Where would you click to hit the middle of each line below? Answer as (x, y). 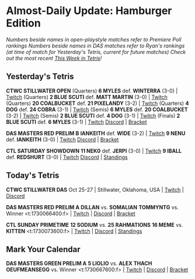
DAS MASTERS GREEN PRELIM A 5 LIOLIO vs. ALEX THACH (79, 263)
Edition (23, 23)
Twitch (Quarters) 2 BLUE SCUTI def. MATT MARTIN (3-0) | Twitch (87, 97)
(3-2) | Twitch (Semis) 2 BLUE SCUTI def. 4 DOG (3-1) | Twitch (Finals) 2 (93, 115)
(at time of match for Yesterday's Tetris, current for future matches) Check (96, 52)
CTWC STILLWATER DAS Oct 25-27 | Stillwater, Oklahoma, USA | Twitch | (95, 189)
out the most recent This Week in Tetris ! (54, 58)
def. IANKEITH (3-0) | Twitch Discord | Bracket (62, 139)
